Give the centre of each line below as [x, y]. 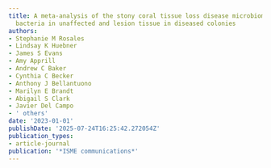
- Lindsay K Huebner [43, 46]
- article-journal [39, 143]
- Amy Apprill [32, 61]
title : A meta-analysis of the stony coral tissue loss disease [119, 16]
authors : [23, 31]
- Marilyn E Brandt [41, 91]
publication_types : [41, 136]
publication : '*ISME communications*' [73, 151]
